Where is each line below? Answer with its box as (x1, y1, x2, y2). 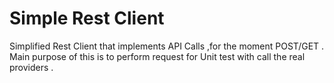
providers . (9, 61, 54, 73)
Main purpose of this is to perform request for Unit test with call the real (9, 50, 306, 62)
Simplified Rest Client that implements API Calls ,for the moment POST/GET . (9, 40, 325, 52)
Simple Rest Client (9, 7, 165, 30)
